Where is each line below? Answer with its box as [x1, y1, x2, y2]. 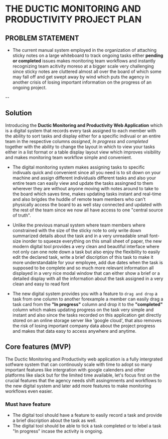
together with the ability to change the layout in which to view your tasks [5, 143, 155, 150]
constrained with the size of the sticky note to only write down [12, 227, 141, 233]
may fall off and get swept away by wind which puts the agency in [12, 74, 149, 80]
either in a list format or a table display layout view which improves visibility [5, 149, 161, 155]
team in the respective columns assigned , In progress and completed [5, 138, 148, 144]
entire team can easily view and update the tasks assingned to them [12, 180, 153, 186]
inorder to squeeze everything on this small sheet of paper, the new [22, 238, 162, 244]
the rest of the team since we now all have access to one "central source [12, 207, 163, 213]
